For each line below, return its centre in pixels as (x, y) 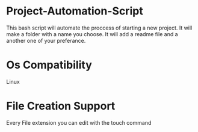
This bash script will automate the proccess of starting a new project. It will (99, 28)
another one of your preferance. (46, 40)
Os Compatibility (49, 65)
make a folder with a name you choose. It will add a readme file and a (92, 34)
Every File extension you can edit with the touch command (79, 122)
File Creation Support (61, 106)
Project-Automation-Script (75, 11)
